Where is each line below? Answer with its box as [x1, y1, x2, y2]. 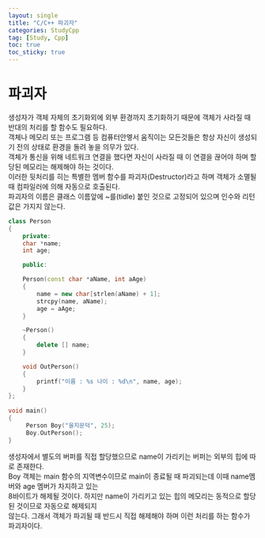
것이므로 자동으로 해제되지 [16, 501, 97, 510]
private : [22, 232, 51, 240]
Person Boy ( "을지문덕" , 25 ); [25, 421, 115, 430]
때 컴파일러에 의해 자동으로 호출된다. [8, 181, 120, 191]
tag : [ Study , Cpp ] [8, 33, 69, 42]
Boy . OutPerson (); [25, 429, 83, 437]
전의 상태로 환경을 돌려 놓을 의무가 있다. [16, 142, 139, 151]
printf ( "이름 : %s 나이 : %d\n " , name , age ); [36, 377, 183, 385]
